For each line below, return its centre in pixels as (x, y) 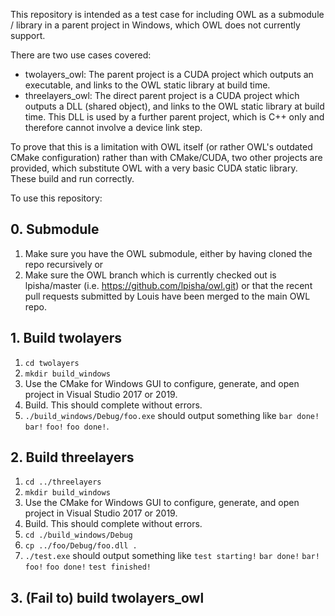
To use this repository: (56, 198)
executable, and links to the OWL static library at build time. (147, 85)
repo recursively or (64, 264)
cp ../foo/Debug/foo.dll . (81, 546)
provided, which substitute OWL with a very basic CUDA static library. (154, 168)
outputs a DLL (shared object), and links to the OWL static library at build (174, 106)
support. (28, 35)
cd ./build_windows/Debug (78, 535)
